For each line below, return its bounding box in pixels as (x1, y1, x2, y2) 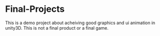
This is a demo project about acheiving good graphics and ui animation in (5, 20, 156, 26)
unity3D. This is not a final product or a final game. (5, 25, 109, 31)
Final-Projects (5, 3, 65, 15)
